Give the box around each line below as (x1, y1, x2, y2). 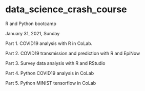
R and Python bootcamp (5, 20, 56, 27)
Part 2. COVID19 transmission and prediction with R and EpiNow (5, 50, 140, 56)
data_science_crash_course (5, 4, 127, 15)
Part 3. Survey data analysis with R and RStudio (5, 60, 106, 66)
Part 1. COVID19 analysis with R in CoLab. (5, 40, 93, 47)
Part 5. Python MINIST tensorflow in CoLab (5, 80, 96, 86)
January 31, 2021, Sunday (5, 30, 60, 36)
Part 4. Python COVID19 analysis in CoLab (5, 70, 94, 76)
